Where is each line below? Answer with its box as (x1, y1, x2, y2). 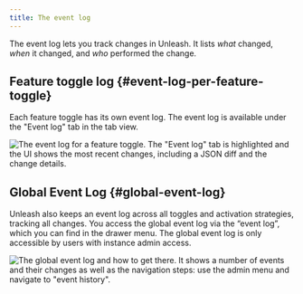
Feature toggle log (9, 74, 115, 90)
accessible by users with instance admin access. (9, 237, 192, 249)
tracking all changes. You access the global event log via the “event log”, (9, 218, 280, 229)
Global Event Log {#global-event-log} (9, 185, 226, 200)
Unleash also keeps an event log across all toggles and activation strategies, (9, 209, 294, 220)
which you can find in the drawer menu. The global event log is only (9, 228, 262, 239)
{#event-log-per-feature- (116, 74, 264, 90)
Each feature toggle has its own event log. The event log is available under (9, 112, 287, 123)
